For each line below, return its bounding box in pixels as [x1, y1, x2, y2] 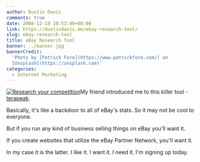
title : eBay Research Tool [6, 37, 75, 43]
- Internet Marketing [12, 72, 67, 78]
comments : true [6, 15, 45, 21]
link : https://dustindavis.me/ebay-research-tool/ [6, 26, 138, 32]
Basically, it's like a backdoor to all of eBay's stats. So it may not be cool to [6, 106, 194, 114]
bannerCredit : [6, 49, 43, 55]
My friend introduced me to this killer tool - [80, 88, 188, 95]
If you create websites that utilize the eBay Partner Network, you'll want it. [6, 137, 193, 144]
